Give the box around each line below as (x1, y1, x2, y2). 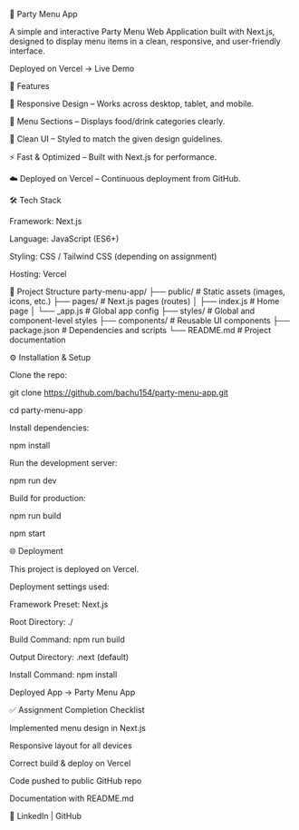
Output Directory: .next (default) (9, 652, 130, 662)
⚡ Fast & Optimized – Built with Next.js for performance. (9, 152, 217, 163)
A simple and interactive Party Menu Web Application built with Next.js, (9, 26, 275, 36)
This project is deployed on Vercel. (9, 564, 140, 574)
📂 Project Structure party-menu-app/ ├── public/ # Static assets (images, (9, 286, 285, 297)
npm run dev (9, 475, 57, 486)
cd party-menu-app (9, 405, 83, 415)
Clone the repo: (9, 370, 68, 380)
